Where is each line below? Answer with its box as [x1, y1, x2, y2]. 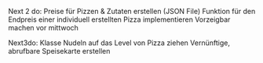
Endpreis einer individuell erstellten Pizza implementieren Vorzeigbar [8, 15, 231, 24]
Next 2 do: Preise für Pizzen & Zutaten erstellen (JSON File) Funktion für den [8, 7, 256, 16]
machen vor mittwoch [8, 23, 79, 32]
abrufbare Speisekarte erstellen [8, 47, 111, 55]
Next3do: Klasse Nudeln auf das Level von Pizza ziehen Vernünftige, [8, 38, 230, 47]
